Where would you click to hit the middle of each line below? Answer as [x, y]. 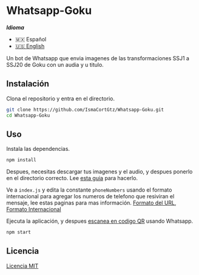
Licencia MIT [22, 266]
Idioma [15, 27]
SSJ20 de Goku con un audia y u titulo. [55, 64]
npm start [19, 232]
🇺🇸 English [30, 46]
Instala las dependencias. [38, 149]
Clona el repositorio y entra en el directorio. [61, 99]
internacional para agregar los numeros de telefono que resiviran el [90, 197]
